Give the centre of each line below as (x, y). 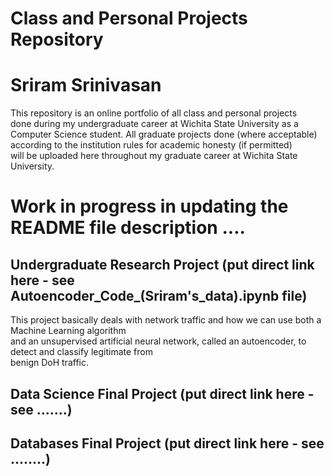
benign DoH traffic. (49, 363)
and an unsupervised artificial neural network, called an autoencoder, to (158, 341)
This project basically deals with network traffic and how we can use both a (166, 320)
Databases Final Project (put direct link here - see (167, 443)
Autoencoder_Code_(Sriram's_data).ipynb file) (159, 295)
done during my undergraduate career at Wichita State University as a (154, 124)
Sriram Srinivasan (86, 85)
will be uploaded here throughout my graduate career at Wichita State (154, 156)
